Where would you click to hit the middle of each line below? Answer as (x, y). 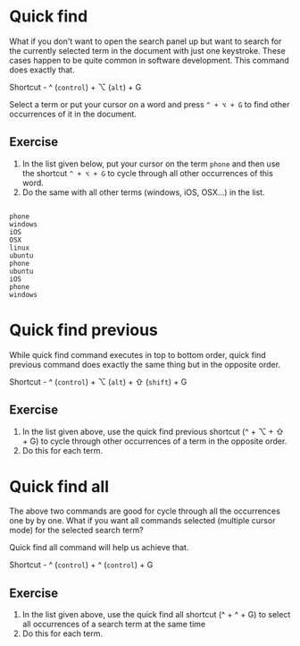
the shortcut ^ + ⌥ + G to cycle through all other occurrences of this (148, 173)
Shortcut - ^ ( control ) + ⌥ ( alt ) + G (75, 87)
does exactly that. (42, 70)
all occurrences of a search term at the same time (114, 625)
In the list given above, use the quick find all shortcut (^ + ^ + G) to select (156, 615)
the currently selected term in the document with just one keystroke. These (147, 50)
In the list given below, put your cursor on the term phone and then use (151, 164)
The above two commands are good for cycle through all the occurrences (145, 511)
